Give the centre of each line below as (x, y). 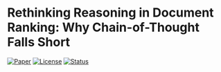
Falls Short (39, 42)
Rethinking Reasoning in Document (110, 13)
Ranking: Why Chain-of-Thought (103, 27)
